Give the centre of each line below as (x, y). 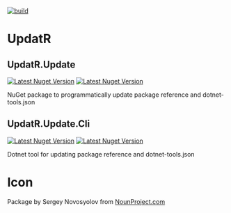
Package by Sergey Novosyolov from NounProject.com (86, 201)
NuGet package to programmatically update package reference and (104, 95)
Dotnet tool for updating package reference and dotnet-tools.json (101, 154)
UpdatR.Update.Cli (49, 124)
